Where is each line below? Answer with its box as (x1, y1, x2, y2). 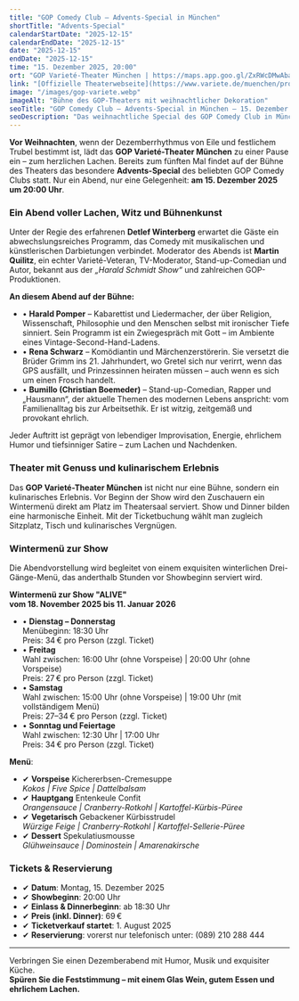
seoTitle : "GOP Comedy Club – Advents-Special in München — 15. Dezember (9, 104, 289, 113)
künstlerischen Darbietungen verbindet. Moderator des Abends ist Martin (9, 246, 279, 257)
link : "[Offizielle (9, 79, 82, 88)
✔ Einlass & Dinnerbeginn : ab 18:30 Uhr (21, 901, 171, 912)
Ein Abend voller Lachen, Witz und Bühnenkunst (9, 207, 222, 219)
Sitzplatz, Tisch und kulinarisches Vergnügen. (9, 520, 178, 530)
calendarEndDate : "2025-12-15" (9, 37, 125, 47)
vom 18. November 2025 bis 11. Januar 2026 (9, 599, 176, 610)
